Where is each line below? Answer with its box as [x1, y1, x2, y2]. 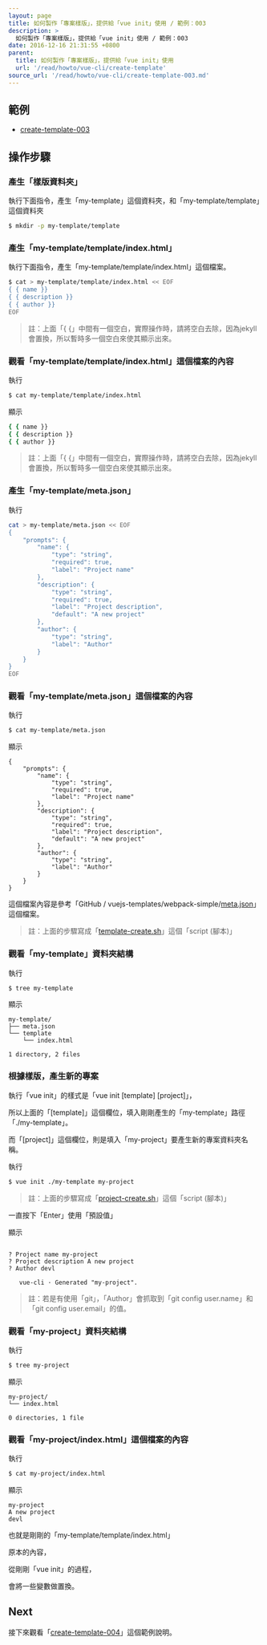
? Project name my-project [8, 1250, 99, 1258]
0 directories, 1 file [8, 1413, 84, 1422]
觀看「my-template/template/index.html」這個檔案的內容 [8, 355, 234, 367]
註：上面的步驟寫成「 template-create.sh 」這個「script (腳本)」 [27, 926, 237, 936]
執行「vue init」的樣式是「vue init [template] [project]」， [8, 1090, 196, 1100]
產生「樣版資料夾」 [8, 176, 83, 187]
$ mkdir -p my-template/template [8, 222, 120, 230]
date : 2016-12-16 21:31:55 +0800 [8, 42, 120, 50]
